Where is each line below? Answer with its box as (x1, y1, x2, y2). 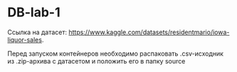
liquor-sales (7, 35, 43, 43)
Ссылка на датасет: (7, 28, 68, 36)
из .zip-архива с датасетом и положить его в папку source (7, 56, 186, 65)
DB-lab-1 (7, 4, 60, 21)
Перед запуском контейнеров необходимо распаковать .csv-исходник (7, 49, 224, 58)
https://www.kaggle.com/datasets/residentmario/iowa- (68, 28, 230, 36)
